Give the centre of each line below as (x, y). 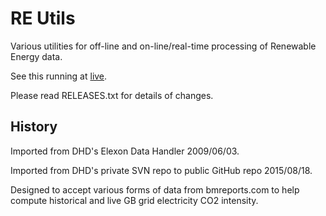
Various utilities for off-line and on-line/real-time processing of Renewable (163, 46)
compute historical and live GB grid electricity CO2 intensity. (134, 200)
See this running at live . (59, 76)
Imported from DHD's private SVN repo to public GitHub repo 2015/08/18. (161, 170)
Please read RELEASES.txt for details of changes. (112, 95)
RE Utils (43, 18)
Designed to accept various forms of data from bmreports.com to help (155, 189)
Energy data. (36, 56)
